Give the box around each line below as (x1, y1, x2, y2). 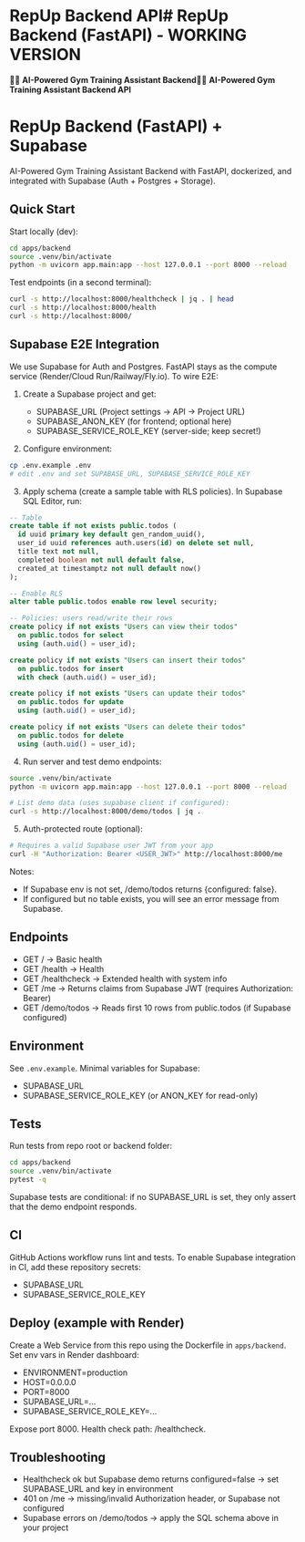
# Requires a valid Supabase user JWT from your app (9, 841, 214, 851)
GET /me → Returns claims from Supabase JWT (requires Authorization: (22, 982, 294, 994)
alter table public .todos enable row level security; (9, 597, 219, 606)
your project (22, 1522, 69, 1533)
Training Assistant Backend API (9, 84, 132, 95)
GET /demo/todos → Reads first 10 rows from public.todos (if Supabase (22, 1002, 291, 1013)
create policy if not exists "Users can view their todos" (9, 622, 239, 632)
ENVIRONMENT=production (22, 1367, 128, 1378)
